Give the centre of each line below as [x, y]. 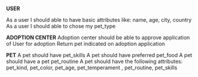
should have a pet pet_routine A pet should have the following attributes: [95, 61]
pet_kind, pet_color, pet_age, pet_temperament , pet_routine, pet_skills [92, 68]
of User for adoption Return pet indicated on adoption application [86, 44]
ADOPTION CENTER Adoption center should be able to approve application [98, 37]
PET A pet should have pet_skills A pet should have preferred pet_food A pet [99, 55]
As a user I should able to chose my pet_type [61, 26]
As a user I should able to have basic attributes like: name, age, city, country [99, 20]
